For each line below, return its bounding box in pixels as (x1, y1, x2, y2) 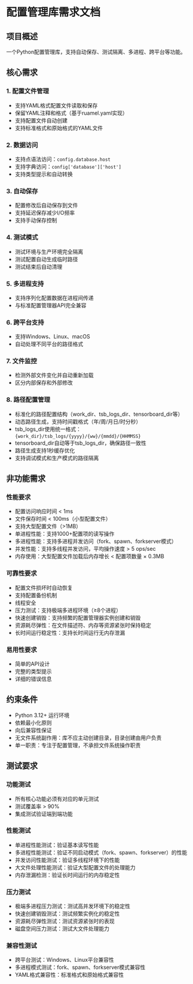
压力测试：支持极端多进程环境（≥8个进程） (14, 607, 121, 614)
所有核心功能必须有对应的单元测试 (14, 795, 99, 802)
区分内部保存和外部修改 (14, 379, 73, 386)
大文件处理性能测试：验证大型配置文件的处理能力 (14, 863, 136, 871)
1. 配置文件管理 (6, 87, 50, 95)
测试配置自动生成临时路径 (14, 256, 78, 263)
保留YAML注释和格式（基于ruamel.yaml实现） (14, 109, 128, 116)
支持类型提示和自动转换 (14, 170, 73, 178)
